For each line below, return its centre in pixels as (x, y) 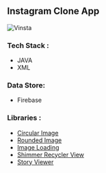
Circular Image (38, 133)
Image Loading (38, 147)
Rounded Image (39, 140)
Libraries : (24, 118)
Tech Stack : (28, 45)
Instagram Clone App (53, 11)
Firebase (29, 100)
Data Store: (26, 85)
